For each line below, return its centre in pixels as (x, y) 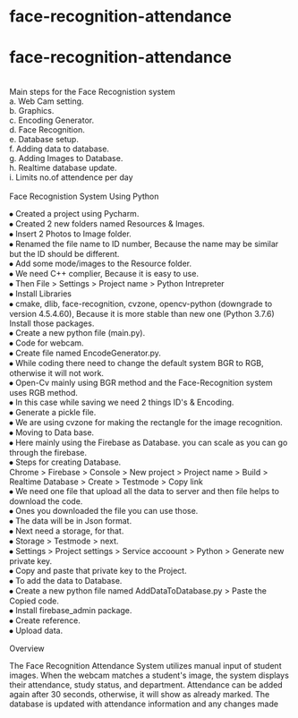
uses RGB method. (43, 393)
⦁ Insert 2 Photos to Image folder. (70, 234)
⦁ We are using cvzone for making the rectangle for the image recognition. (146, 423)
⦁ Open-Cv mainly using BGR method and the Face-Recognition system (141, 383)
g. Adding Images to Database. (66, 158)
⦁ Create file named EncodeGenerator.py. (85, 353)
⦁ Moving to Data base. (52, 432)
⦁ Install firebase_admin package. (71, 611)
